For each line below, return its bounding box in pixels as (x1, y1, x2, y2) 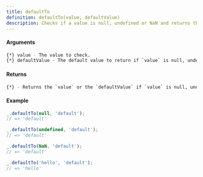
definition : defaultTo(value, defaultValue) (6, 14, 120, 20)
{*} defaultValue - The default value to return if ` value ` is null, (6, 58, 185, 64)
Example (6, 97, 29, 104)
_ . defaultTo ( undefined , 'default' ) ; (6, 127, 98, 133)
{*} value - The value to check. (6, 52, 91, 58)
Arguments (6, 39, 36, 46)
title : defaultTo (6, 8, 50, 15)
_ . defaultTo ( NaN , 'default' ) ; (6, 143, 83, 149)
